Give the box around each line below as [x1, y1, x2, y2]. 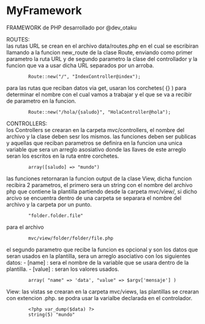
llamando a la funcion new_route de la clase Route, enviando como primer [6, 48, 193, 56]
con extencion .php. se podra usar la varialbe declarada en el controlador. [6, 294, 193, 301]
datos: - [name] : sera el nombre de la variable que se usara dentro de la [6, 259, 189, 266]
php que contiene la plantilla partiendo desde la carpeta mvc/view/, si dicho [6, 188, 198, 195]
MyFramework [6, 4, 82, 18]
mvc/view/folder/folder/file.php [28, 235, 114, 241]
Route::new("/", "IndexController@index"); [28, 73, 141, 79]
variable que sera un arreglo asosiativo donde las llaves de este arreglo [6, 145, 187, 153]
